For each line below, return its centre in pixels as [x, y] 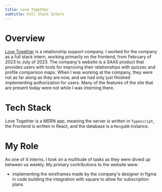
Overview [25, 38]
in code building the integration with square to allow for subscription [81, 179]
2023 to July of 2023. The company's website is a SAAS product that [75, 62]
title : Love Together [27, 10]
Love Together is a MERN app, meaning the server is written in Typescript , [80, 121]
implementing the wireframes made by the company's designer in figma [84, 174]
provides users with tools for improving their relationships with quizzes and [80, 67]
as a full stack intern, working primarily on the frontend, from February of [78, 57]
